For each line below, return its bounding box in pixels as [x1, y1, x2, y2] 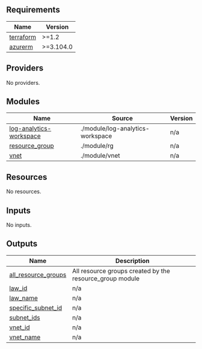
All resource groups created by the [72, 267, 170, 275]
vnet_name [9, 333, 41, 341]
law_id [9, 284, 28, 292]
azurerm [9, 42, 33, 51]
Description [115, 256, 150, 265]
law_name [9, 294, 38, 302]
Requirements [6, 5, 60, 15]
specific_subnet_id [9, 303, 63, 312]
